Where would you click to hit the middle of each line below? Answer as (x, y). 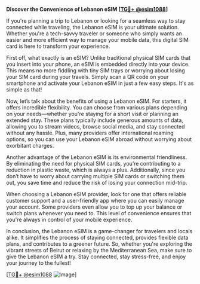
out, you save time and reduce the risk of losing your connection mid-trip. (97, 183)
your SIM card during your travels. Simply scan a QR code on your (87, 77)
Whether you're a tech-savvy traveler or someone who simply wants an (94, 33)
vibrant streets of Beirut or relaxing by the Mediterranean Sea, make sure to (99, 250)
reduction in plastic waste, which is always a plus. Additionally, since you (96, 170)
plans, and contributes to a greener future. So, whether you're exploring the (99, 244)
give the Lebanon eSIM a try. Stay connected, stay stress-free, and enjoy (96, 256)
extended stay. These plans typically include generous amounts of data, (95, 120)
